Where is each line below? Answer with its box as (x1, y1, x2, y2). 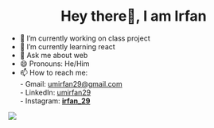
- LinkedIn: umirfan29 (19, 87, 91, 97)
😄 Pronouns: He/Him (19, 59, 90, 68)
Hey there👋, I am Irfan (60, 7, 207, 25)
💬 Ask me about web (19, 50, 88, 60)
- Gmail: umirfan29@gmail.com (19, 79, 123, 88)
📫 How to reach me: (19, 68, 88, 77)
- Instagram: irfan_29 (19, 95, 91, 106)
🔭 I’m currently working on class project (19, 33, 150, 43)
